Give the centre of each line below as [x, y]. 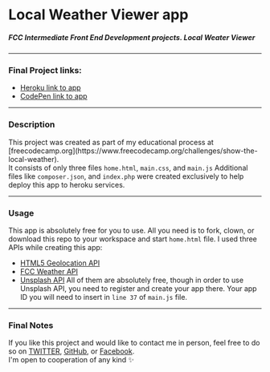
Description [32, 124]
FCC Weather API [49, 272]
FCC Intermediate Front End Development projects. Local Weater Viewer [132, 37]
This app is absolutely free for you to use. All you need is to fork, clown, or [131, 231]
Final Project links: [45, 71]
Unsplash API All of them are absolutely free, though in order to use [131, 280]
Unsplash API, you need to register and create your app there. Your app [138, 289]
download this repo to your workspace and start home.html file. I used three [133, 239]
